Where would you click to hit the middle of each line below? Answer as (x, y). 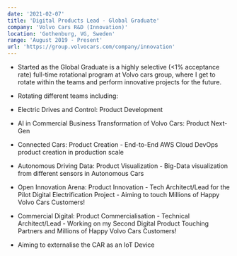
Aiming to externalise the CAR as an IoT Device (86, 245)
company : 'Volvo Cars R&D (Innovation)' (68, 27)
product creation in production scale (70, 152)
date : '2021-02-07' (36, 14)
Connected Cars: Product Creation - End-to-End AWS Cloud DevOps (118, 145)
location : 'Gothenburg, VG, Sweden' (61, 34)
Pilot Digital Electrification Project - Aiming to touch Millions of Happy (118, 195)
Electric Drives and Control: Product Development (90, 110)
